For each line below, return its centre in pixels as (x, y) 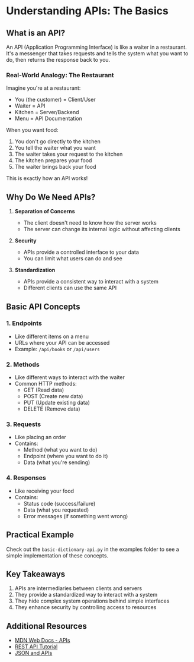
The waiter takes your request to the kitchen (69, 154)
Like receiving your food (44, 491)
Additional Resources (46, 626)
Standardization (35, 270)
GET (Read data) (44, 390)
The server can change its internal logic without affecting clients (102, 229)
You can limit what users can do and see (73, 259)
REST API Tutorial (36, 647)
